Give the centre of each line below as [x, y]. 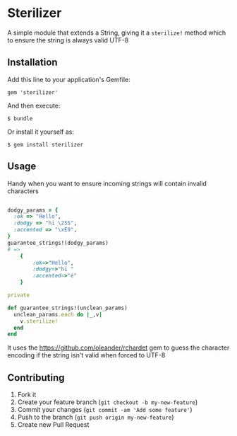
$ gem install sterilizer [45, 144]
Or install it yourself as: [41, 132]
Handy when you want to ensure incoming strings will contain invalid [107, 183]
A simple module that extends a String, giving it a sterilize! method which [117, 33]
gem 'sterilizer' [33, 92]
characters [23, 191]
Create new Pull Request [53, 425]
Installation [32, 63]
